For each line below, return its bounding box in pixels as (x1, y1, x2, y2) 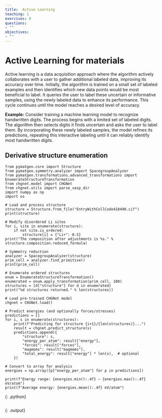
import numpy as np (5, 190, 44, 195)
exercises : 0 (5, 16, 31, 21)
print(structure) (5, 211, 40, 216)
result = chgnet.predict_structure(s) (14, 326, 92, 331)
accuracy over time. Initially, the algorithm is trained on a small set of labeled (5, 81, 158, 87)
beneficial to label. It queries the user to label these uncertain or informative (5, 92, 156, 98)
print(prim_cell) (5, 262, 40, 267)
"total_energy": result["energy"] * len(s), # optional (22, 351, 139, 356)
